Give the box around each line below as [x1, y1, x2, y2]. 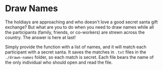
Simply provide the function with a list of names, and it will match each [5, 44, 147, 50]
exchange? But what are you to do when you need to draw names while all [5, 24, 154, 30]
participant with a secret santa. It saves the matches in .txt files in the [5, 49, 146, 55]
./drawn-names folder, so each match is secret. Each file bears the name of [5, 54, 154, 60]
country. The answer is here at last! [5, 35, 76, 40]
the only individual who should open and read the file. [5, 59, 113, 65]
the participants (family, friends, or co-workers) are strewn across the [5, 29, 145, 35]
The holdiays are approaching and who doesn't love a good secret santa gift [5, 19, 158, 25]
